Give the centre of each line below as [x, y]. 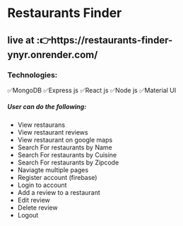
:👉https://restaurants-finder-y [105, 40]
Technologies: [33, 74]
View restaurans [41, 125]
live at [21, 40]
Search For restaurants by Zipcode [68, 162]
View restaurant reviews [53, 132]
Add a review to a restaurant [59, 192]
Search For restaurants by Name [65, 147]
